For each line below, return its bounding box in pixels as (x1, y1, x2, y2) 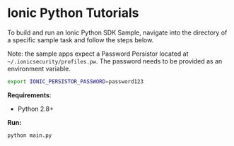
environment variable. (7, 64, 71, 73)
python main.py (7, 132, 52, 139)
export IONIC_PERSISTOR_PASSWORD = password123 (7, 78, 144, 85)
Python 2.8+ (17, 104, 54, 113)
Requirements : (7, 90, 52, 99)
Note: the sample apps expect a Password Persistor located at (7, 49, 189, 58)
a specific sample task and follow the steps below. (7, 35, 154, 44)
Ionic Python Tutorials (7, 5, 139, 21)
